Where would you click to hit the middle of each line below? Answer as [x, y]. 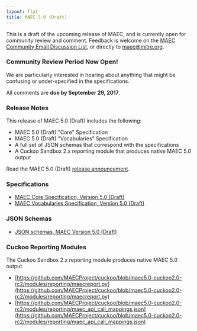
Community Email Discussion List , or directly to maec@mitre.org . [85, 46]
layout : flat [22, 12]
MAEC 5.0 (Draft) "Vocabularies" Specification [71, 139]
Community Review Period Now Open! [62, 62]
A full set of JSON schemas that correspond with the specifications [97, 145]
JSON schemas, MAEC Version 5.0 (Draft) [66, 232]
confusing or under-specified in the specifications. [68, 81]
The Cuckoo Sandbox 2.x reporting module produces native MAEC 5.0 [92, 260]
